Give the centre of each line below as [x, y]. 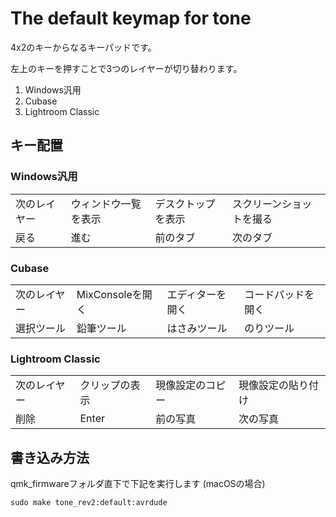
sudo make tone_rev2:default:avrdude [89, 503]
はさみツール [197, 328]
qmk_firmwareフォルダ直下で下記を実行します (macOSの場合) [138, 484]
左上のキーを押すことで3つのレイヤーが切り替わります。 [126, 68]
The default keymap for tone [131, 18]
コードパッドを [279, 294]
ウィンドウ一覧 [106, 204]
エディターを [196, 294]
